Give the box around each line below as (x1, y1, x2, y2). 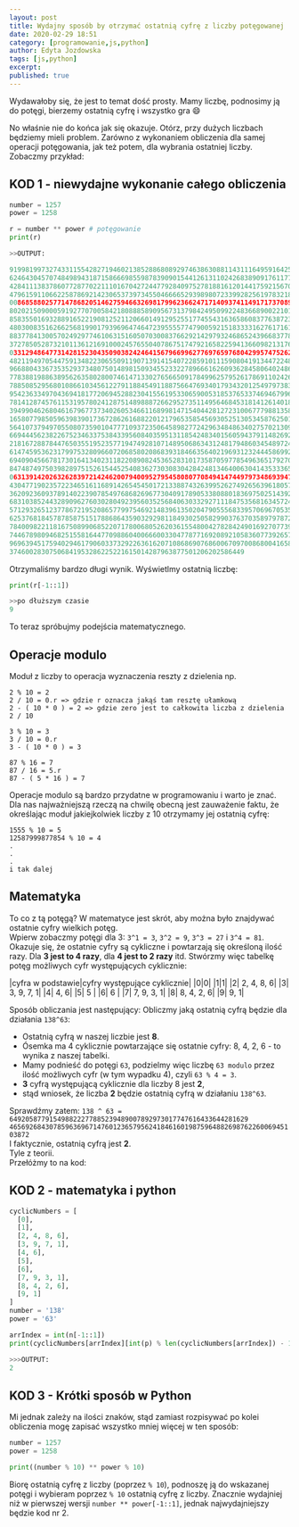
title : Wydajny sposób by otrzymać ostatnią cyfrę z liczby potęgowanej (9, 21, 285, 30)
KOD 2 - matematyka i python (9, 1183, 176, 1199)
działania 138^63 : (9, 1014, 71, 1025)
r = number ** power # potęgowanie (9, 225, 141, 234)
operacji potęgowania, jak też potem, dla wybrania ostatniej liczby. (9, 141, 254, 152)
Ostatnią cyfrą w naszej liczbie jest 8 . (21, 1031, 160, 1042)
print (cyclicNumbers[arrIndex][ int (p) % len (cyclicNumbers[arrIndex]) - (9, 1339, 285, 1348)
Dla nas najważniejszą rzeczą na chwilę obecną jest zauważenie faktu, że (9, 800, 279, 809)
